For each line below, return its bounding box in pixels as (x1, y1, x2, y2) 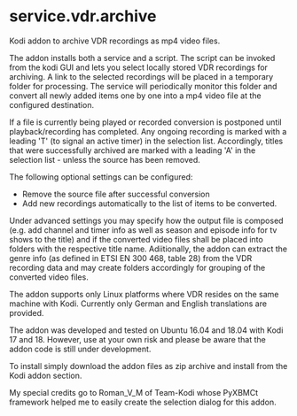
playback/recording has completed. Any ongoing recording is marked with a (9, 126, 287, 136)
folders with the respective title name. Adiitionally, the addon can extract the (9, 243, 288, 254)
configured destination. (9, 99, 95, 110)
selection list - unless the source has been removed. (9, 154, 201, 165)
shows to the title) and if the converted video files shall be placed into (9, 234, 263, 244)
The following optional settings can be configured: (9, 171, 193, 182)
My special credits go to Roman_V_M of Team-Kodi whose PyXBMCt (9, 387, 259, 397)
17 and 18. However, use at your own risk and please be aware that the (9, 334, 266, 344)
